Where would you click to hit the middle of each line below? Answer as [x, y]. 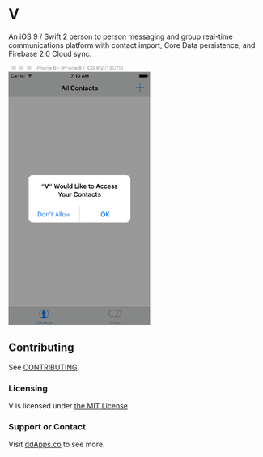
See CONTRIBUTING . [44, 367]
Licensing [28, 388]
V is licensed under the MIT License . [69, 406]
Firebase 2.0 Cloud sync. [50, 53]
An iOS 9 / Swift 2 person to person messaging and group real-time [121, 36]
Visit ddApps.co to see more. [57, 444]
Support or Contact [47, 426]
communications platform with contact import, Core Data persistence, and [132, 45]
